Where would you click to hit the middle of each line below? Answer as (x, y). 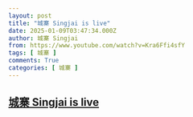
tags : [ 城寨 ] (33, 53)
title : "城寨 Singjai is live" (60, 23)
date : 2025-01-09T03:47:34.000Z (62, 30)
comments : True (34, 61)
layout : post (30, 16)
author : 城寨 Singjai (43, 38)
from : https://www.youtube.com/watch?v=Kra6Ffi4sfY (96, 46)
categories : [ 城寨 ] (43, 68)
